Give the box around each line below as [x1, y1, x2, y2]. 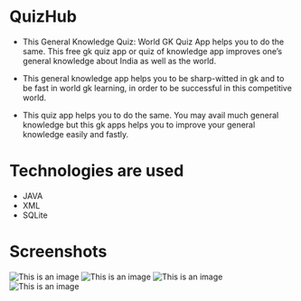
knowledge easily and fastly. [22, 128, 129, 139]
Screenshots [9, 241, 108, 262]
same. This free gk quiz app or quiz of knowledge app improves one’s [22, 45, 283, 56]
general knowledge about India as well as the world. [22, 55, 217, 66]
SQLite [22, 210, 48, 221]
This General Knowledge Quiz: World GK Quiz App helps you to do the [22, 36, 285, 47]
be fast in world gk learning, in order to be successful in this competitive [22, 82, 292, 93]
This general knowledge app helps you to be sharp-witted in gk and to [22, 72, 285, 83]
